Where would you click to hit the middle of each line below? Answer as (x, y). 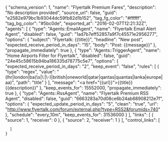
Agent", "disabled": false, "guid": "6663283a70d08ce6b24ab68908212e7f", (84, 99)
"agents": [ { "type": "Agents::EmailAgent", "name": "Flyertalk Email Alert (81, 29)
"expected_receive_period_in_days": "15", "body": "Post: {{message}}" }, (81, 45)
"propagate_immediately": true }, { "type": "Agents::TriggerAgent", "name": (83, 50)
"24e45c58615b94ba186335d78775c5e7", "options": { (62, 61)
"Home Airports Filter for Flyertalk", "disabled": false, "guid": (68, 56)
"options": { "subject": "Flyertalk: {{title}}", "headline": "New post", (74, 39)
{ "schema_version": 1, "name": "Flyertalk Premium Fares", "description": (81, 7)
